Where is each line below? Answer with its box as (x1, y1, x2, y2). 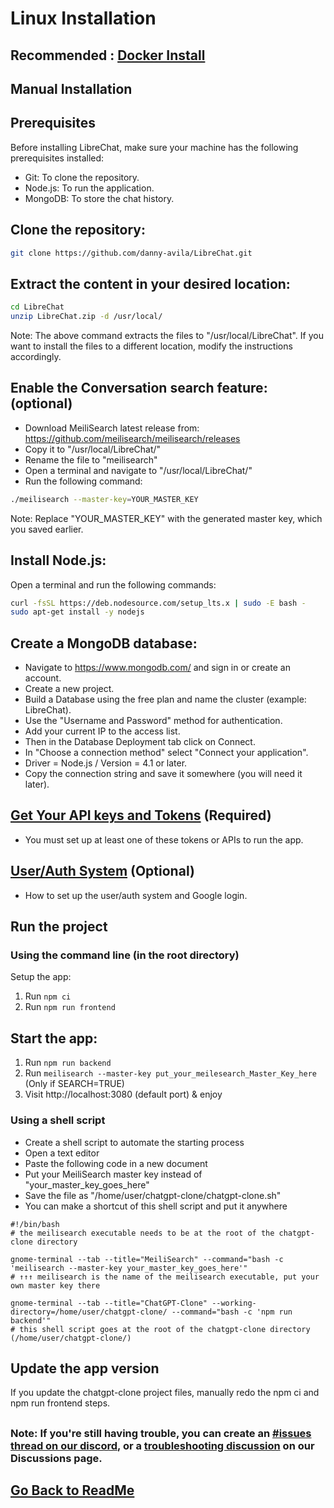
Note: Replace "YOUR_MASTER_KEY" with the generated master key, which (10, 512, 323, 524)
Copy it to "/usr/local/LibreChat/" (24, 443, 162, 455)
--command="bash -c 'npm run (171, 1307, 293, 1317)
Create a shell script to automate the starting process (24, 1136, 245, 1148)
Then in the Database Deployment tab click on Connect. (24, 736, 256, 748)
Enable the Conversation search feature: (10, 380, 268, 397)
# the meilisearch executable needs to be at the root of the (10, 1228, 275, 1238)
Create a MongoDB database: (10, 635, 198, 652)
